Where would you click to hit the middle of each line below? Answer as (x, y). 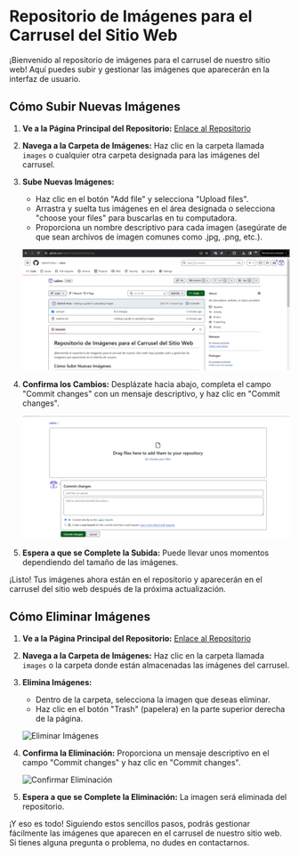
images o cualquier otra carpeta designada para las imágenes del (141, 155)
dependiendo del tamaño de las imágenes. (100, 562)
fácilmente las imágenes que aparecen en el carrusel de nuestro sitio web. (145, 833)
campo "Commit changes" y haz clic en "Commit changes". (131, 762)
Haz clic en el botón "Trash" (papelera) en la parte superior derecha (160, 708)
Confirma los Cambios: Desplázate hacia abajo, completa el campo (146, 384)
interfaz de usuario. (45, 78)
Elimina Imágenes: (57, 682)
